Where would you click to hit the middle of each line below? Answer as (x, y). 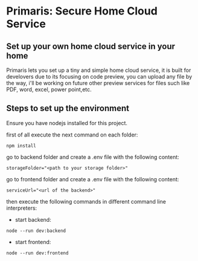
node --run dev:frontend (37, 253)
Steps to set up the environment (68, 108)
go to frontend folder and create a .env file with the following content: (93, 179)
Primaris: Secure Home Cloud (82, 11)
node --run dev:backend (36, 231)
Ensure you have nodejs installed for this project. (67, 123)
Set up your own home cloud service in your (91, 46)
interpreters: (22, 208)
